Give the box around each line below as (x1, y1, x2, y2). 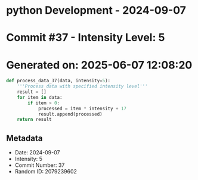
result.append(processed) (38, 111, 103, 117)
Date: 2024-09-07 (14, 149, 60, 156)
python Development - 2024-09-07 (6, 4, 187, 17)
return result (17, 117, 52, 123)
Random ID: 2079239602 (14, 168, 78, 175)
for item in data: (17, 94, 63, 100)
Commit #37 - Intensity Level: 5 (6, 31, 165, 45)
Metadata (6, 133, 43, 143)
